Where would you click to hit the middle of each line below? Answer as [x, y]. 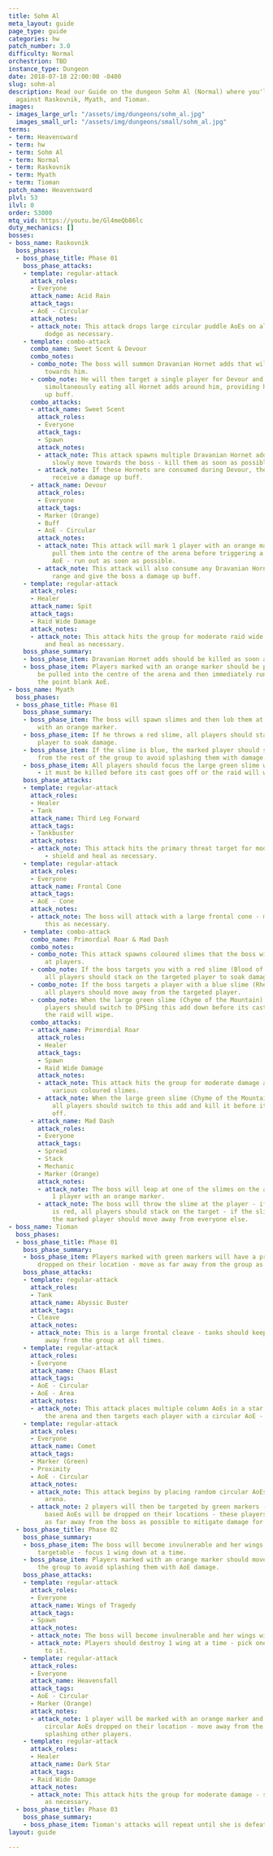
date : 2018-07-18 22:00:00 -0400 [65, 77]
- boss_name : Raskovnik [49, 243]
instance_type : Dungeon [49, 69]
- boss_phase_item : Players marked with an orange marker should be [141, 667]
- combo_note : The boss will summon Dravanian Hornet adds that [141, 364]
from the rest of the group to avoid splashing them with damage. [152, 758]
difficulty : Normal [41, 54]
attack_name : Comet [63, 1447]
